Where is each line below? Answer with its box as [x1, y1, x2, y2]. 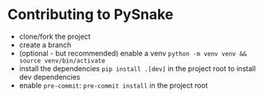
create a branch [18, 40, 72, 49]
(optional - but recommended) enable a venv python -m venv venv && [18, 48, 247, 58]
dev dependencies [18, 72, 81, 81]
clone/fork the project [18, 32, 91, 41]
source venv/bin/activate [18, 57, 105, 65]
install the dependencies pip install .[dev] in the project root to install [18, 63, 256, 73]
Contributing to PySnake [7, 6, 174, 24]
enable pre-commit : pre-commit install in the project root [18, 81, 208, 90]
